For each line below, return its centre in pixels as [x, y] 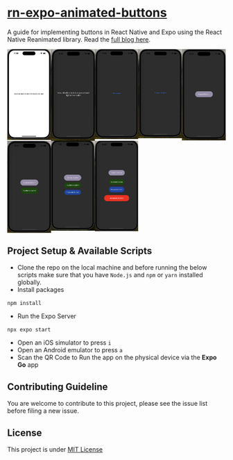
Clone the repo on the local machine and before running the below [112, 268]
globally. [29, 282]
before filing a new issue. [43, 411]
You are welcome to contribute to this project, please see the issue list [107, 404]
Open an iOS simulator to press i [64, 343]
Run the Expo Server [46, 316]
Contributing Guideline [58, 387]
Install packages [41, 290]
